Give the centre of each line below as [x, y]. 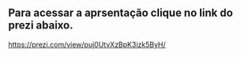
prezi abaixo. [41, 26]
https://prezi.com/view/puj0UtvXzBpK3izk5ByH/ [87, 44]
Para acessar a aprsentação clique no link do [120, 13]
